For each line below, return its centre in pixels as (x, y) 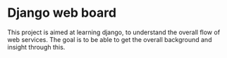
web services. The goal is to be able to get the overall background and (110, 39)
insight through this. (36, 47)
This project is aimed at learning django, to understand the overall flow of (114, 32)
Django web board (62, 13)
